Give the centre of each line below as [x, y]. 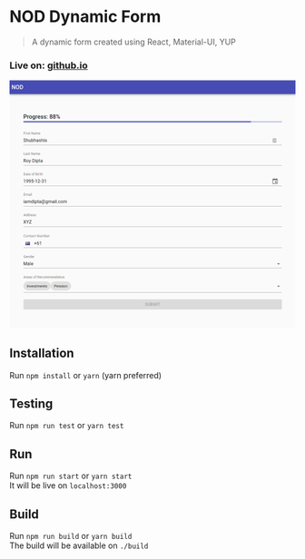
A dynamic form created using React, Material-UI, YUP [133, 42]
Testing [31, 404]
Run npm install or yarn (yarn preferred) [85, 375]
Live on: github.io [49, 65]
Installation [42, 353]
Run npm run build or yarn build [71, 536]
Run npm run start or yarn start [71, 476]
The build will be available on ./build [79, 545]
